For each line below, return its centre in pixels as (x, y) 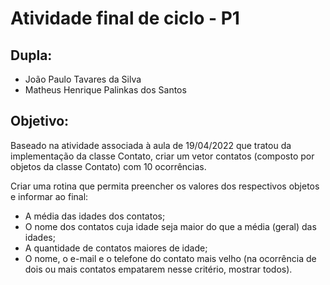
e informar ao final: (49, 196)
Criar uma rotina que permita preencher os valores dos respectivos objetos (165, 186)
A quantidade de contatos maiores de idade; (116, 248)
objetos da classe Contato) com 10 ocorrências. (108, 166)
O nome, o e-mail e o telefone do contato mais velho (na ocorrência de (170, 258)
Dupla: (31, 55)
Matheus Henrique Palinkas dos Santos (105, 90)
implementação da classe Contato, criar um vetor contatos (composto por (162, 156)
